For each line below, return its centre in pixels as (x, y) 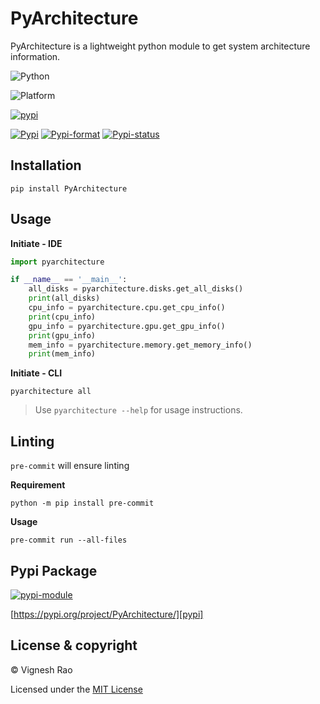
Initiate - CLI (36, 373)
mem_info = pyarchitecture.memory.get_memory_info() (140, 345)
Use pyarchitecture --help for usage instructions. (138, 410)
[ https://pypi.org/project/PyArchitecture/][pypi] (107, 614)
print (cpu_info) (62, 317)
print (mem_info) (62, 354)
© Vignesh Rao (41, 669)
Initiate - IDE (36, 243)
